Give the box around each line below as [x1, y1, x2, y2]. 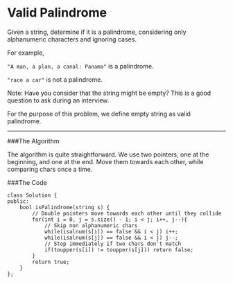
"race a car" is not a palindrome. [7, 75, 103, 84]
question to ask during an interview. [7, 96, 110, 105]
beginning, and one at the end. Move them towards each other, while [7, 157, 204, 166]
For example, [7, 48, 45, 57]
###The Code [7, 178, 47, 186]
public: [7, 197, 30, 205]
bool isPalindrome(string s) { [19, 204, 110, 211]
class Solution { [7, 192, 58, 199]
